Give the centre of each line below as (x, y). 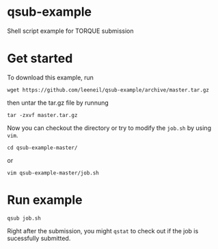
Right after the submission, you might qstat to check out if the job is (103, 231)
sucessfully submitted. (39, 238)
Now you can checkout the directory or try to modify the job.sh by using (109, 128)
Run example (45, 200)
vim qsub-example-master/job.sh (53, 173)
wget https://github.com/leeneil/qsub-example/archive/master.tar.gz (108, 90)
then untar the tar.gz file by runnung (58, 103)
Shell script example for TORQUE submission (71, 31)
